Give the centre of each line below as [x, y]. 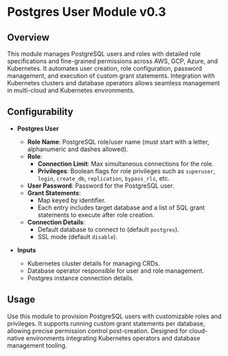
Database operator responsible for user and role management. [116, 270]
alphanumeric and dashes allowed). [78, 149]
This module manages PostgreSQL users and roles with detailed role [104, 54]
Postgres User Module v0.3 [87, 12]
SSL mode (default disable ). [78, 236]
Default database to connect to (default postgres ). [109, 229]
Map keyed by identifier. [72, 200]
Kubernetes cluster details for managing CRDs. [93, 263]
